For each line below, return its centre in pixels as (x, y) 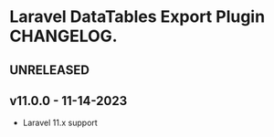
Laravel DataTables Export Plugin (137, 17)
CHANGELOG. (63, 36)
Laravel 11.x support (60, 123)
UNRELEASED (49, 70)
